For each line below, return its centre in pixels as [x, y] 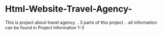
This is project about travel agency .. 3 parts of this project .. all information [81, 22]
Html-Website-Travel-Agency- [69, 9]
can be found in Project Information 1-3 [45, 27]
